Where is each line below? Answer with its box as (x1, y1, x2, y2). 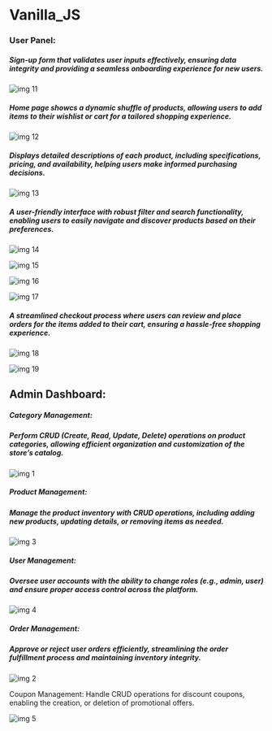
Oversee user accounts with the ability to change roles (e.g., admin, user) (9, 576, 264, 585)
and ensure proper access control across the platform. (9, 585, 199, 594)
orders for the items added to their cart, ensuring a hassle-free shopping (9, 319, 261, 329)
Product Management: (9, 487, 88, 497)
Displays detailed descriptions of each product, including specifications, (9, 150, 261, 160)
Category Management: (9, 410, 93, 420)
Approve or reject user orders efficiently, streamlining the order (9, 644, 229, 654)
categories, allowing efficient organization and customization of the (9, 439, 245, 449)
